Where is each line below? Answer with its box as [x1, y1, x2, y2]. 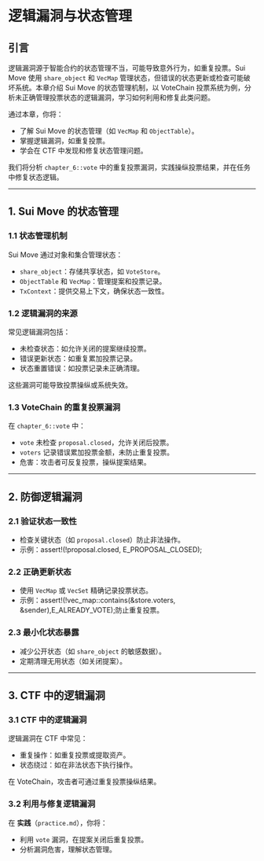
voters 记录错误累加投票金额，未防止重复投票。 [19, 447, 174, 457]
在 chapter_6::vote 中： [8, 421, 86, 431]
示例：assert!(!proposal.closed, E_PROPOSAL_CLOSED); [19, 544, 203, 554]
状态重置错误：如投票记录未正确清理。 [19, 363, 144, 373]
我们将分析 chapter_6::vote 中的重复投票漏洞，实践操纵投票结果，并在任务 [8, 163, 251, 171]
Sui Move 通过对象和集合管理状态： [8, 249, 123, 259]
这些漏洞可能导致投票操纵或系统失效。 [8, 380, 132, 389]
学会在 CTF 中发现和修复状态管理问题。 [19, 146, 148, 155]
